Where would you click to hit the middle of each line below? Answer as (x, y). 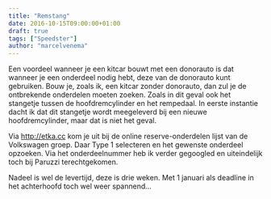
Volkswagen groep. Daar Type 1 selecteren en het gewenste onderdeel (126, 145)
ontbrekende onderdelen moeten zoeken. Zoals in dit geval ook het (120, 95)
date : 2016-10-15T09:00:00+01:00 (65, 23)
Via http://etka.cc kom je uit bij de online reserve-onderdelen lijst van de (128, 136)
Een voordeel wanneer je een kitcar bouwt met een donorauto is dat (121, 69)
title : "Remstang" (39, 16)
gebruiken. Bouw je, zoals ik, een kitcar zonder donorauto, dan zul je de (127, 87)
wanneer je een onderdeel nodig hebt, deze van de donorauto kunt (120, 78)
